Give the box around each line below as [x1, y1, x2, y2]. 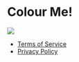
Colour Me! [7, 4, 73, 20]
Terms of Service [17, 39, 67, 48]
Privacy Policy [17, 47, 58, 55]
